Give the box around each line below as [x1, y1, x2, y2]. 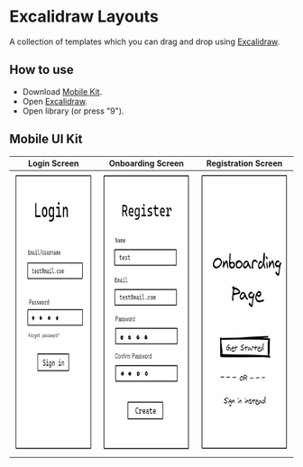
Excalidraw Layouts [9, 6, 160, 27]
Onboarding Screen [108, 158, 185, 169]
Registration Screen [206, 158, 283, 169]
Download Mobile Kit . [22, 86, 103, 96]
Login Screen [28, 158, 79, 169]
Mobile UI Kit [9, 132, 83, 147]
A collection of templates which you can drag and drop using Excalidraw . [9, 36, 280, 47]
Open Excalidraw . [22, 96, 88, 106]
